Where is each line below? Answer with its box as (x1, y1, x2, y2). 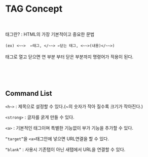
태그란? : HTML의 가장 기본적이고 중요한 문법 (5, 31, 95, 37)
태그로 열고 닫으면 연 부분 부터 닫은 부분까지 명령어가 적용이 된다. (5, 54, 134, 60)
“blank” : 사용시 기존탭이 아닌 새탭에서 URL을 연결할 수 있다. (5, 146, 126, 152)
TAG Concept (5, 3, 62, 15)
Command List (5, 89, 52, 98)
